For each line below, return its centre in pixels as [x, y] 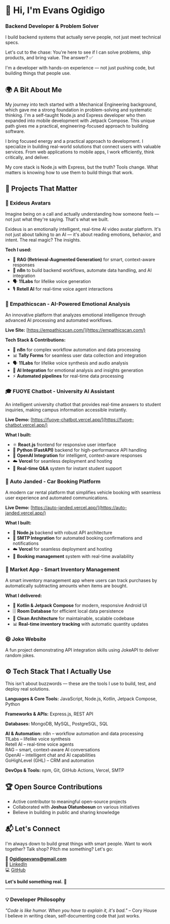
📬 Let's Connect [33, 829]
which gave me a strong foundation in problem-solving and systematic [79, 110]
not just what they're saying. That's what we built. [57, 219]
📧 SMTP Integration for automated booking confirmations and [77, 538]
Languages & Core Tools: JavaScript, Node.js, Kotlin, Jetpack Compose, [81, 699]
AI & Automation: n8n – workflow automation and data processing [74, 734]
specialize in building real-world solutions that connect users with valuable [83, 147]
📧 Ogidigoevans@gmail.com [36, 859]
